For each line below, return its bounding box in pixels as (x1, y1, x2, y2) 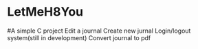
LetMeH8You (7, 4, 84, 20)
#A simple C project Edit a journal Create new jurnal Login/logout (7, 27, 191, 35)
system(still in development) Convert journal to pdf (7, 33, 151, 42)
